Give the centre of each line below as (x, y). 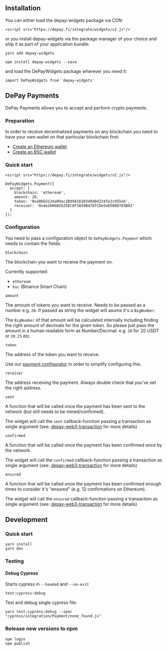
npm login (15, 639)
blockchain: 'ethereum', (40, 193)
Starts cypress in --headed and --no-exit (47, 584)
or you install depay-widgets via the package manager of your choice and (81, 38)
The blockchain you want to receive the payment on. (59, 261)
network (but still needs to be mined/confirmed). (55, 411)
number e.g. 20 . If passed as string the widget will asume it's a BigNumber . (81, 310)
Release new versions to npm (42, 628)
